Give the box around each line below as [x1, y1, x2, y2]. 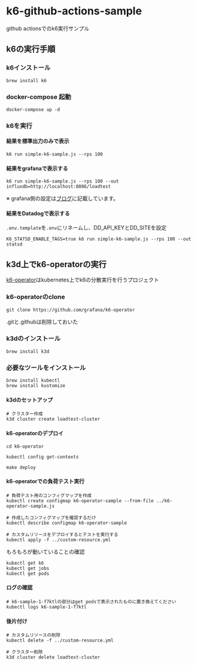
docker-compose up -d [6, 106, 60, 112]
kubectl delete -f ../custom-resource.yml [6, 637, 114, 643]
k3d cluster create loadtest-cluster [6, 416, 101, 423]
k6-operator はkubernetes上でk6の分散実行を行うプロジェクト [6, 276, 159, 283]
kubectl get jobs [6, 565, 50, 571]
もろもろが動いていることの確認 [6, 548, 85, 555]
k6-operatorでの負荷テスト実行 [6, 478, 85, 485]
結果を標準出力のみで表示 [6, 137, 69, 145]
